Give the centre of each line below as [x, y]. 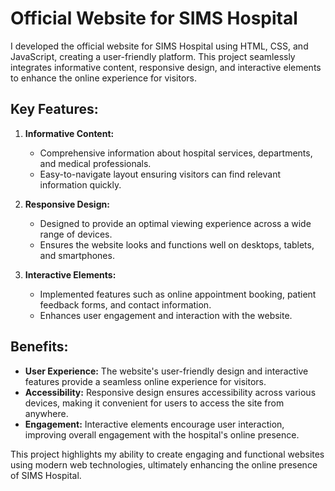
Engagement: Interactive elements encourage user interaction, [154, 424]
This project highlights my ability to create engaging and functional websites [167, 454]
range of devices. [76, 234]
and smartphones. [77, 255]
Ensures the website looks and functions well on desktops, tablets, [177, 244]
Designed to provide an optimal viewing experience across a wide [175, 223]
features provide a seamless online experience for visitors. [145, 381]
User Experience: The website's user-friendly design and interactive [166, 371]
